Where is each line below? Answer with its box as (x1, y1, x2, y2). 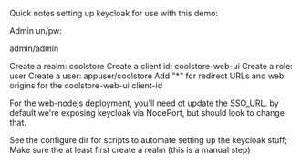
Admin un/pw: (9, 26, 62, 36)
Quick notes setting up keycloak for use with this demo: (9, 8, 219, 18)
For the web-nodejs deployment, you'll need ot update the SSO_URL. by (9, 97, 280, 108)
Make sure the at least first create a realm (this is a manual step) (9, 145, 251, 155)
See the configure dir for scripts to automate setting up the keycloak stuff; (9, 135, 288, 145)
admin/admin (9, 43, 59, 54)
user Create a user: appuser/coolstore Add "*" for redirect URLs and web (9, 70, 285, 81)
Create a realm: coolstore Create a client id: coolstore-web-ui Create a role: (9, 61, 294, 71)
